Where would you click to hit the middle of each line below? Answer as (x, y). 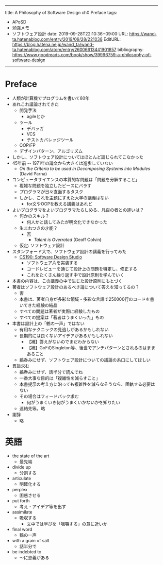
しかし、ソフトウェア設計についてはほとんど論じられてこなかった (78, 157)
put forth (21, 500)
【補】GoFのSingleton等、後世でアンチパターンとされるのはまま (91, 347)
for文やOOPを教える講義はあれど (59, 204)
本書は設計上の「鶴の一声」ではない (48, 323)
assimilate (22, 512)
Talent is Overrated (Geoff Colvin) (68, 240)
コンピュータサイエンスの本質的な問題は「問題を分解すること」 (76, 179)
